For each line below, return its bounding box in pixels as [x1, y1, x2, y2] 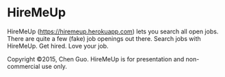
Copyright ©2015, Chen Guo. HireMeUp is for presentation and [7, 55, 185, 63]
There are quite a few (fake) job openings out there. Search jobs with [7, 34, 202, 42]
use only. [41, 62, 67, 70]
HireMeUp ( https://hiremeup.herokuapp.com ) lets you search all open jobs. [7, 27, 219, 35]
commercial [7, 62, 40, 70]
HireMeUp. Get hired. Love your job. [7, 42, 109, 50]
